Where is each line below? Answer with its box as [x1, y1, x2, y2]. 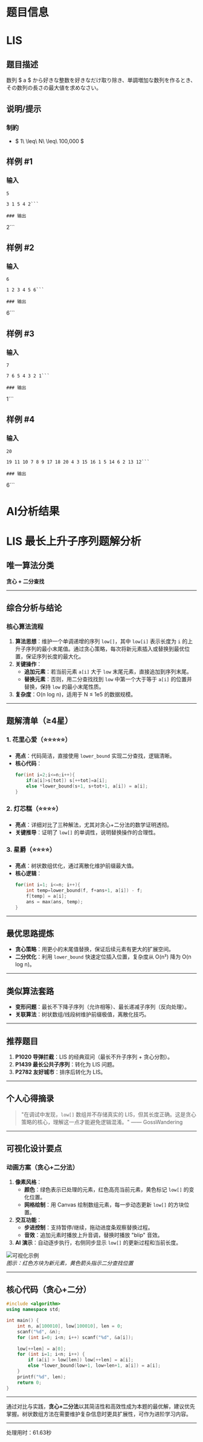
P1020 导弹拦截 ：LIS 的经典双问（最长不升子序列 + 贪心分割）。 [14, 1053, 173, 1060]
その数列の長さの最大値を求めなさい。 [6, 84, 101, 92]
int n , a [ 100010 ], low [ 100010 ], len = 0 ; [17, 1323, 123, 1329]
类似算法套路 [6, 986, 54, 996]
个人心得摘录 [6, 1093, 54, 1104]
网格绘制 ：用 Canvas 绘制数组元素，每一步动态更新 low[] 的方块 [24, 1201, 184, 1208]
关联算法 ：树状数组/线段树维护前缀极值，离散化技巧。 [14, 1011, 150, 1018]
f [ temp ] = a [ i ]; [26, 893, 67, 900]
